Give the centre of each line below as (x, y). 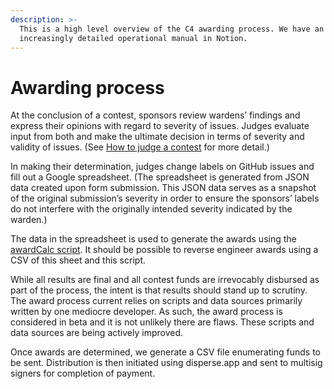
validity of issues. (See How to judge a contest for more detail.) (140, 147)
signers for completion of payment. (83, 373)
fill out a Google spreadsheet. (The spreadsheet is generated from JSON (160, 177)
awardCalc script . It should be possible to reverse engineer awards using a (164, 250)
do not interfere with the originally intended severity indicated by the (151, 209)
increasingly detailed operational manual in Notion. (133, 38)
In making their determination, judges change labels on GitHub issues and (162, 167)
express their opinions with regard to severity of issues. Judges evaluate (160, 126)
